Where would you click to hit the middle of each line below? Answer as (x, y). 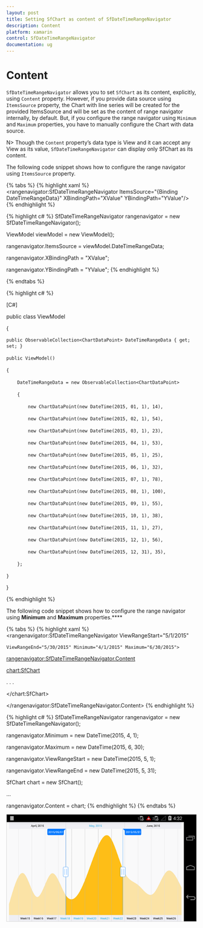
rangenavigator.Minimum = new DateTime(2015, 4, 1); (72, 735)
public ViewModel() (31, 358)
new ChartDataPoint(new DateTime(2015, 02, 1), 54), (96, 419)
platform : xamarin (29, 32)
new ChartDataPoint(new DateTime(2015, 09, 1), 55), (96, 503)
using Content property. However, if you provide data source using (89, 98)
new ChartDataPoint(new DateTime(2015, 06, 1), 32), (96, 467)
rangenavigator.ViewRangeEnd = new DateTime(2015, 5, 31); (82, 770)
